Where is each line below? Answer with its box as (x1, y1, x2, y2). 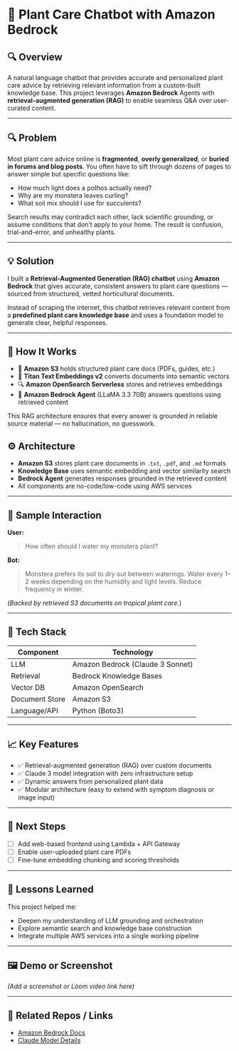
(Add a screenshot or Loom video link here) (7, 982, 135, 991)
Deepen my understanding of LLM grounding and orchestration (17, 916, 204, 925)
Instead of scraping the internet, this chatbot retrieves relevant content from (7, 303, 230, 311)
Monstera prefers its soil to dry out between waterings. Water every (24, 570, 223, 578)
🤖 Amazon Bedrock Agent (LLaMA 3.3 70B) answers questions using (17, 391, 221, 399)
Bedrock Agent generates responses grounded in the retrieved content (17, 474, 228, 483)
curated (7, 104, 31, 112)
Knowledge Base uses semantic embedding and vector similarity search (17, 467, 231, 476)
